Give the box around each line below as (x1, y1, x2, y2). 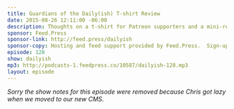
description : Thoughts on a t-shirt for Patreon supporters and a (7, 23, 204, 30)
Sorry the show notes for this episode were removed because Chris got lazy (7, 87, 226, 96)
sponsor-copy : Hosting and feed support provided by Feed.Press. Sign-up (7, 42, 229, 49)
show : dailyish (7, 56, 52, 62)
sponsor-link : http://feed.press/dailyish (7, 36, 132, 43)
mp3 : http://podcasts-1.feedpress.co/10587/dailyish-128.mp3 (7, 62, 189, 69)
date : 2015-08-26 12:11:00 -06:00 (7, 17, 108, 24)
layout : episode (7, 68, 54, 75)
